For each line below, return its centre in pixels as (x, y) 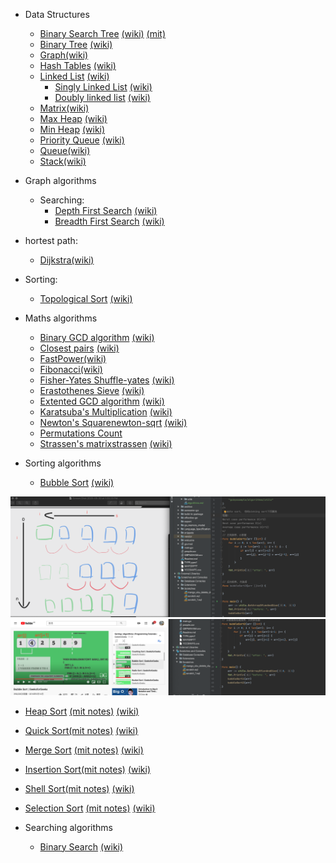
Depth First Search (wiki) (106, 210)
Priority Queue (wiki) (82, 140)
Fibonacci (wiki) (71, 369)
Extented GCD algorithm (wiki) (102, 401)
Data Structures (57, 14)
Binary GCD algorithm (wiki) (97, 337)
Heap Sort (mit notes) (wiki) (82, 711)
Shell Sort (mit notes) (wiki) (79, 788)
